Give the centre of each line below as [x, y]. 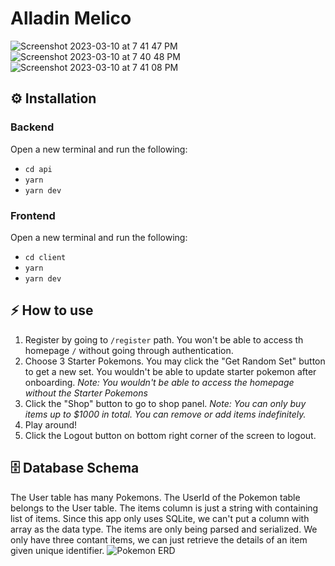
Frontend [33, 215]
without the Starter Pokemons [86, 393]
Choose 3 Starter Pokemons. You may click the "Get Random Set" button [175, 361]
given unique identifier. [57, 550]
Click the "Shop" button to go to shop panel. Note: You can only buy [165, 403]
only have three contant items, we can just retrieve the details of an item [159, 539]
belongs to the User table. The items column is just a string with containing [164, 508]
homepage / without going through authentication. [129, 350]
